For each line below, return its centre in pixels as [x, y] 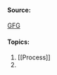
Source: [19, 10]
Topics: [19, 42]
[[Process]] [34, 57]
